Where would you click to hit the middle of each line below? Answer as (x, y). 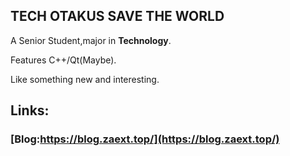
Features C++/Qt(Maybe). (63, 60)
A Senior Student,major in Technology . (91, 40)
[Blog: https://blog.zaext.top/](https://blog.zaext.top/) (145, 139)
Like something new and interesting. (85, 79)
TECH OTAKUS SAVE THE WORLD (117, 16)
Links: (30, 110)
